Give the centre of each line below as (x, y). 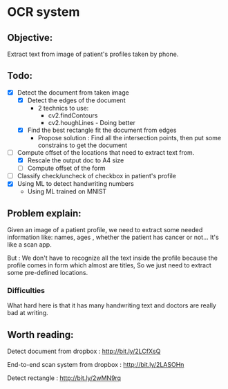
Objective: (30, 38)
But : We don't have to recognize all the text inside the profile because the (112, 258)
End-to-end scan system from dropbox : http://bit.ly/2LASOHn (96, 365)
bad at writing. (28, 313)
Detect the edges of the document (76, 100)
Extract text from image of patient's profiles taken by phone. (93, 54)
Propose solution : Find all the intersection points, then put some (130, 138)
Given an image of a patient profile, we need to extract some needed (105, 230)
